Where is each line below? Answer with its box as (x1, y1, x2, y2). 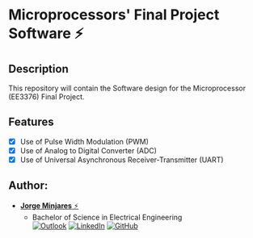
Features (8, 115, 54, 129)
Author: (8, 179, 48, 193)
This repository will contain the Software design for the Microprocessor (8, 83, 247, 93)
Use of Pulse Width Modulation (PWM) (19, 136, 150, 146)
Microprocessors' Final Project (8, 6, 220, 24)
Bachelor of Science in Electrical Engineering (32, 212, 183, 222)
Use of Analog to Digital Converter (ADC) (19, 145, 158, 155)
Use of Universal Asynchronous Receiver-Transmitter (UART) (19, 155, 224, 165)
